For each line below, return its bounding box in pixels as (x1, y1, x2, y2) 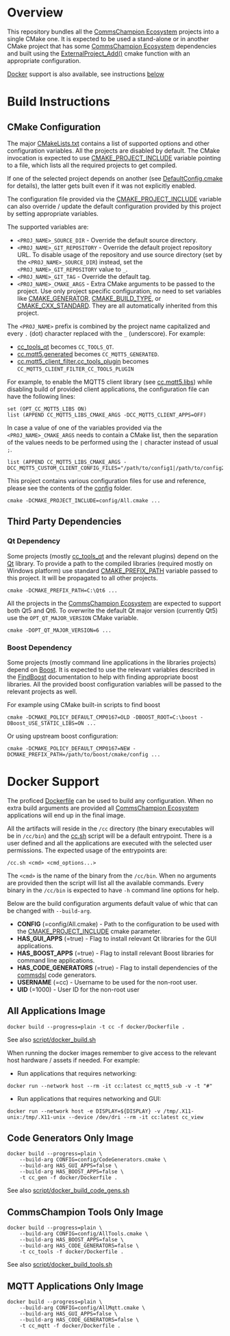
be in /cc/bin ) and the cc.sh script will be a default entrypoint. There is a (7, 831, 212, 840)
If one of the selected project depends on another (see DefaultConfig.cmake (7, 174, 223, 182)
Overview (7, 5, 64, 21)
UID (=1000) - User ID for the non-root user (16, 985, 140, 993)
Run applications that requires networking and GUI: (16, 1094, 162, 1102)
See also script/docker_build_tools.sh (7, 1261, 113, 1269)
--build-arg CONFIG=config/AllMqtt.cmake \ (19, 1304, 146, 1311)
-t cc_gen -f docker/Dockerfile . (19, 1174, 118, 1181)
